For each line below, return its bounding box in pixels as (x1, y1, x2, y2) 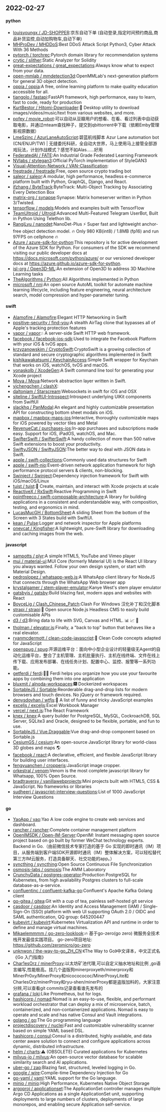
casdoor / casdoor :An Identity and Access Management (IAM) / (12, 903, 142, 909)
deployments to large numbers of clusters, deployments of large (12, 1096, 144, 1102)
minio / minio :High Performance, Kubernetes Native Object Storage (12, 1080, 150, 1086)
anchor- (142, 221, 159, 227)
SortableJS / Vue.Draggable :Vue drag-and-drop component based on (12, 729, 155, 734)
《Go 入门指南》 (12, 954, 46, 960)
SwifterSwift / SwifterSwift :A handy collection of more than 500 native (12, 436, 156, 442)
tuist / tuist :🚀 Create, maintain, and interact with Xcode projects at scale (12, 483, 159, 489)
